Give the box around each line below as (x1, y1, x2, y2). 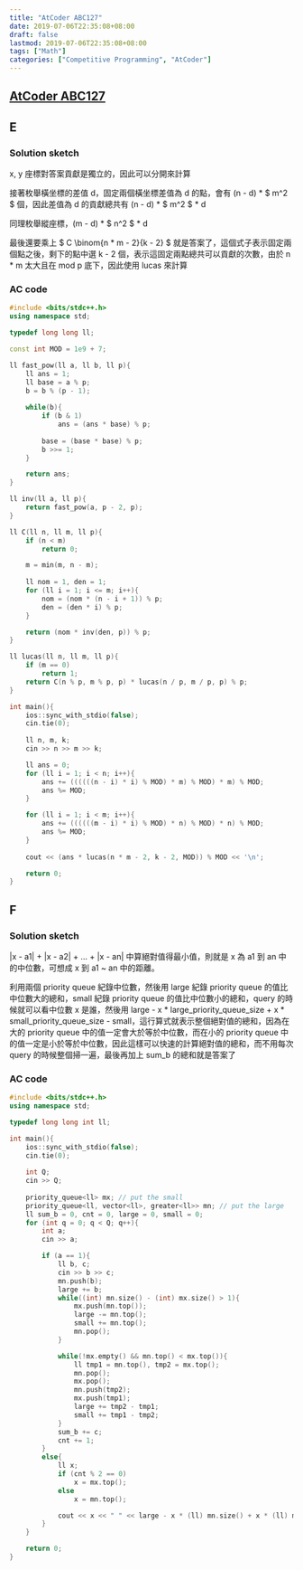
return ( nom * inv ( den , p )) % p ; (25, 628, 151, 637)
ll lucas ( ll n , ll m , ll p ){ (9, 652, 119, 661)
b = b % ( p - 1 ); (25, 386, 91, 395)
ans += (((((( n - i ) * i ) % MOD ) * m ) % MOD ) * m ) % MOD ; (41, 777, 264, 787)
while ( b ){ (25, 403, 63, 412)
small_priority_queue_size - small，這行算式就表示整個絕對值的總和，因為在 (9, 1015, 290, 1026)
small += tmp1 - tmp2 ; (73, 1410, 160, 1420)
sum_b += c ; (57, 1427, 103, 1436)
